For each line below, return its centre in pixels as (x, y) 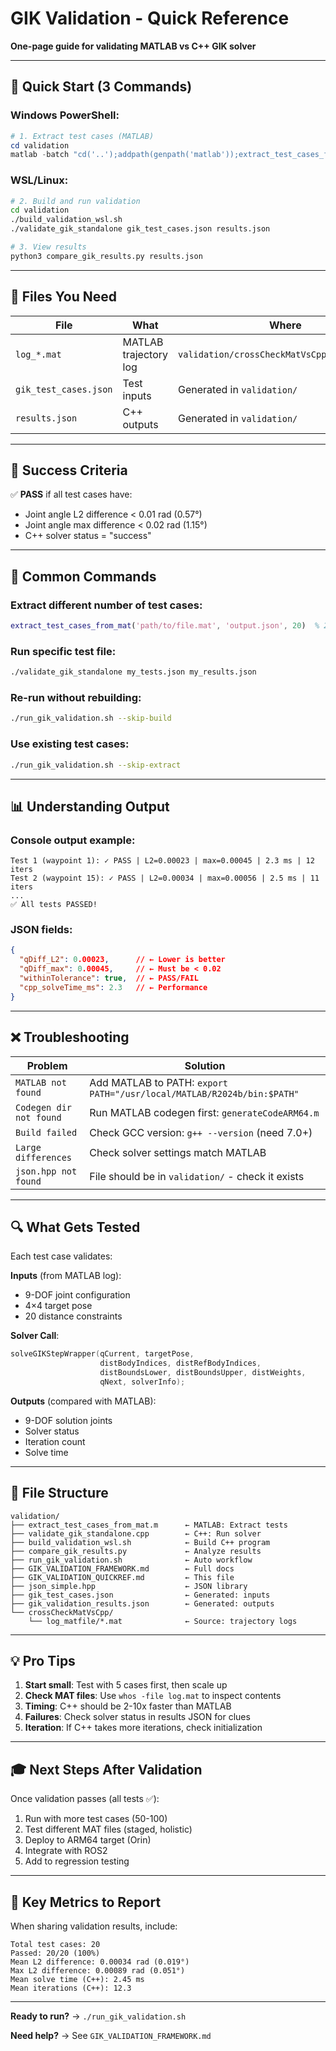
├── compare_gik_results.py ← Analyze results (136, 1551)
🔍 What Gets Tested (75, 1227)
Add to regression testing (77, 1861)
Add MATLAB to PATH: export (159, 1082)
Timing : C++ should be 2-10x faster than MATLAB (128, 1706)
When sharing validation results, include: (94, 1926)
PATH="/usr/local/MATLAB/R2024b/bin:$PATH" (194, 1093)
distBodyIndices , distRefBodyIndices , (180, 1363)
